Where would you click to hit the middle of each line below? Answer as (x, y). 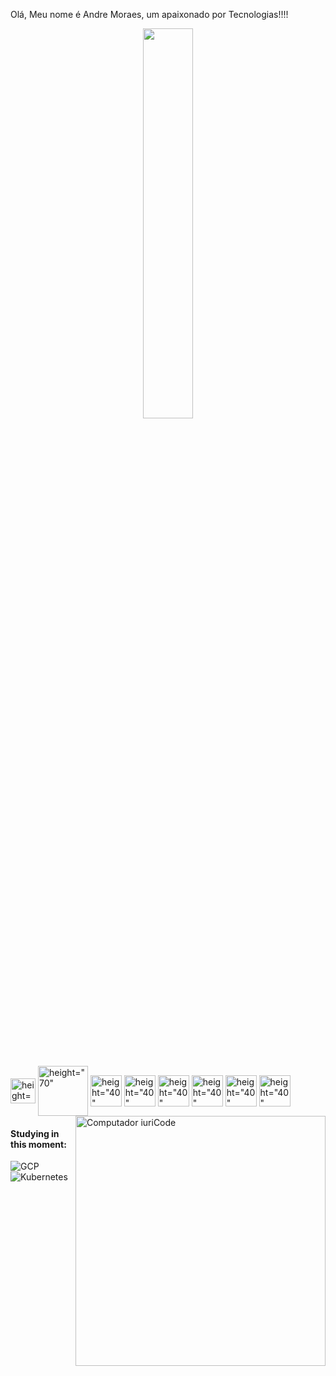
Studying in (35, 1133)
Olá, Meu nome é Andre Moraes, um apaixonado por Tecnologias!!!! (149, 14)
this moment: (38, 1144)
